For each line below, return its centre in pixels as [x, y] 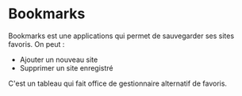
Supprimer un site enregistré [66, 67]
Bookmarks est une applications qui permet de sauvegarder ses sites [121, 36]
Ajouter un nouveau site [59, 60]
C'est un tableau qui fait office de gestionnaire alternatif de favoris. [118, 83]
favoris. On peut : [36, 44]
